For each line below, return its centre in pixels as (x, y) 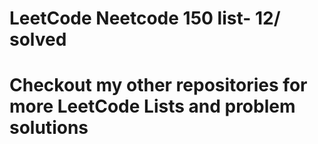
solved (38, 39)
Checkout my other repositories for (158, 85)
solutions (49, 128)
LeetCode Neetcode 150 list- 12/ (145, 18)
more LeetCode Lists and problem (152, 106)
